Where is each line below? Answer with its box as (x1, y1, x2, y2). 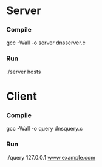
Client (6, 89, 38, 103)
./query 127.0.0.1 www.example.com (6, 154, 96, 161)
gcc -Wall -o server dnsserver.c (6, 39, 86, 46)
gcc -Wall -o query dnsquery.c (6, 125, 83, 132)
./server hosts (6, 68, 41, 75)
